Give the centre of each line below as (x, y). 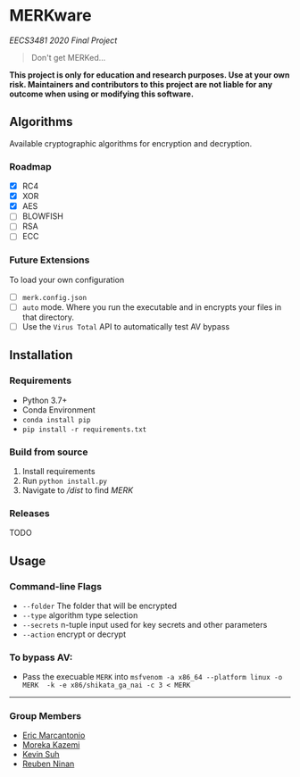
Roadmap (30, 166)
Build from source (49, 452)
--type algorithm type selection (80, 615)
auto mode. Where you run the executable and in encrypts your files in (152, 307)
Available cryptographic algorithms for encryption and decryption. (131, 143)
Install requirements (58, 471)
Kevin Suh (41, 755)
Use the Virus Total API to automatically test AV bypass (126, 326)
